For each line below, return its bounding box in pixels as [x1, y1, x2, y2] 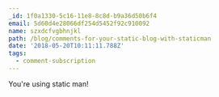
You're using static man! [8, 78, 89, 89]
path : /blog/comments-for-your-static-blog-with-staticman [8, 34, 212, 43]
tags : [8, 49, 27, 57]
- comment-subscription [15, 57, 95, 65]
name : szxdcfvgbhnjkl [8, 27, 82, 35]
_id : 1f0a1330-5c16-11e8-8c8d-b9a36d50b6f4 [8, 11, 158, 20]
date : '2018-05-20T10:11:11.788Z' [8, 42, 125, 50]
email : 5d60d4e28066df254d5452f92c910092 [8, 19, 150, 27]
